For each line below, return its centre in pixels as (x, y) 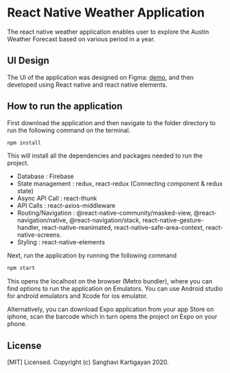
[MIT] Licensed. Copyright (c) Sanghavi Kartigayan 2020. (88, 362)
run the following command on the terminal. (69, 130)
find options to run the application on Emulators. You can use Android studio (115, 289)
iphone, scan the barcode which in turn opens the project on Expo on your (112, 317)
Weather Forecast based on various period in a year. (81, 39)
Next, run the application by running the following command (92, 255)
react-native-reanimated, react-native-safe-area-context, (123, 228)
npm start (21, 268)
